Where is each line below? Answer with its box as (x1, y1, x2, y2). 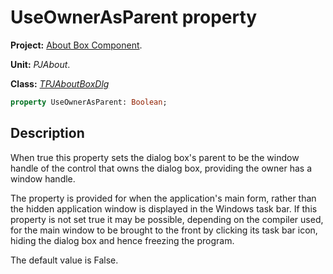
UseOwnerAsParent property (10, 6, 258, 29)
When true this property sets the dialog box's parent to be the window (10, 151, 300, 163)
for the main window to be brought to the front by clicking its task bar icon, (10, 224, 318, 236)
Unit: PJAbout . (10, 58, 71, 70)
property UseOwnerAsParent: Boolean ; (10, 97, 168, 107)
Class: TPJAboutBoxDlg (10, 77, 110, 90)
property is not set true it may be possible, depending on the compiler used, (10, 213, 324, 225)
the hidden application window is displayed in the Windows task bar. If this (10, 202, 318, 215)
